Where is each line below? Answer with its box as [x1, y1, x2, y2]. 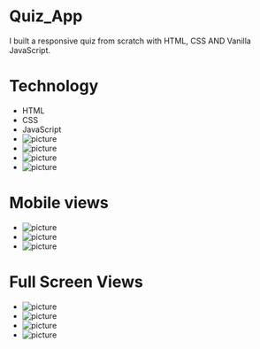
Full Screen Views [9, 272, 143, 291]
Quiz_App [9, 6, 83, 27]
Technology [9, 76, 99, 97]
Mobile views [9, 193, 109, 213]
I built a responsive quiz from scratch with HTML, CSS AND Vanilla [9, 35, 252, 46]
